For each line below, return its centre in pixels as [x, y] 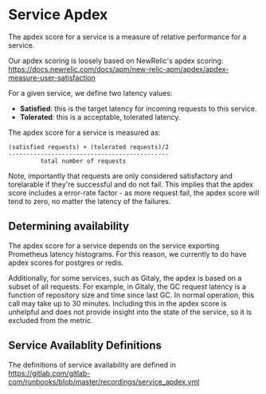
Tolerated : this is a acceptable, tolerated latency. [100, 116]
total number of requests [83, 161]
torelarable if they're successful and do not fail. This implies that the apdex [131, 184]
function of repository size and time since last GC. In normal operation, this [131, 295]
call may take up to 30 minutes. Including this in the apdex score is [117, 303]
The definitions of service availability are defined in [92, 364]
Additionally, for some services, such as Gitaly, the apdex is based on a [125, 278]
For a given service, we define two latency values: [90, 93]
